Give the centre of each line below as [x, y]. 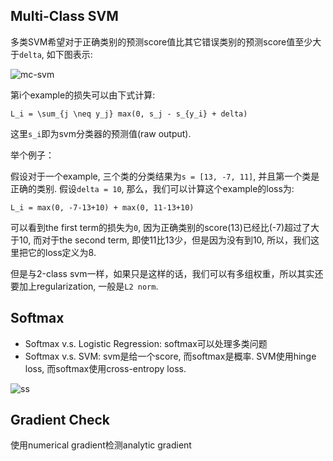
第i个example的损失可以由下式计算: [83, 95]
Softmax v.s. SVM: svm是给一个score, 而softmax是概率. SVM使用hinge [170, 356]
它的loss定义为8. [62, 252]
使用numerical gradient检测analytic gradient [101, 445]
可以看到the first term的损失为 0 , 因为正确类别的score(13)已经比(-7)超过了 [161, 227]
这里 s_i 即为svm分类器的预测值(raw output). [101, 133]
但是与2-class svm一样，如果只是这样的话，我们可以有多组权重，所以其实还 [167, 273]
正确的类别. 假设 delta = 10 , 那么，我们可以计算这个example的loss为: [152, 188]
